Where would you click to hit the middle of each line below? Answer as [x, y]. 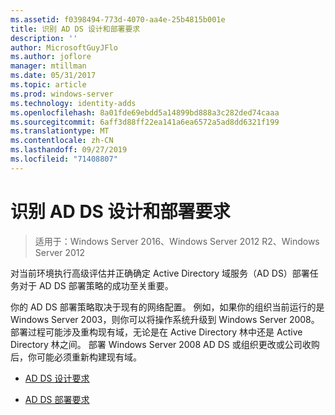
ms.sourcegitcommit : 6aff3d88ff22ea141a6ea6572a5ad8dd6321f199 [145, 122]
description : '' [44, 38]
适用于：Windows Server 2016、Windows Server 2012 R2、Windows [177, 241]
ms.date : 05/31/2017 [53, 76]
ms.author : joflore [51, 57]
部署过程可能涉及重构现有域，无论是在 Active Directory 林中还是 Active [156, 332]
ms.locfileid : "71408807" [64, 159]
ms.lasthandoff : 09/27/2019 [69, 150]
